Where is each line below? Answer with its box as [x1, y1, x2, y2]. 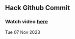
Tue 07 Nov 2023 [5, 29, 40, 35]
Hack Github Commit [5, 4, 70, 12]
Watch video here [5, 18, 48, 25]
